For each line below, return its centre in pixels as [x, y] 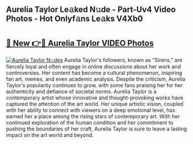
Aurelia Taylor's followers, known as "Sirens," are [123, 60]
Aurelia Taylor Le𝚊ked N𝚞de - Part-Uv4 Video [91, 10]
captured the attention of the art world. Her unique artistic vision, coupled [95, 104]
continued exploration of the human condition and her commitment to [90, 123]
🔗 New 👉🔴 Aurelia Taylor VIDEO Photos [80, 43]
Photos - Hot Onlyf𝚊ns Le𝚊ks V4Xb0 [75, 19]
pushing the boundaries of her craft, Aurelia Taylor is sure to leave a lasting [96, 129]
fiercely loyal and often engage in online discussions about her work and [94, 66]
